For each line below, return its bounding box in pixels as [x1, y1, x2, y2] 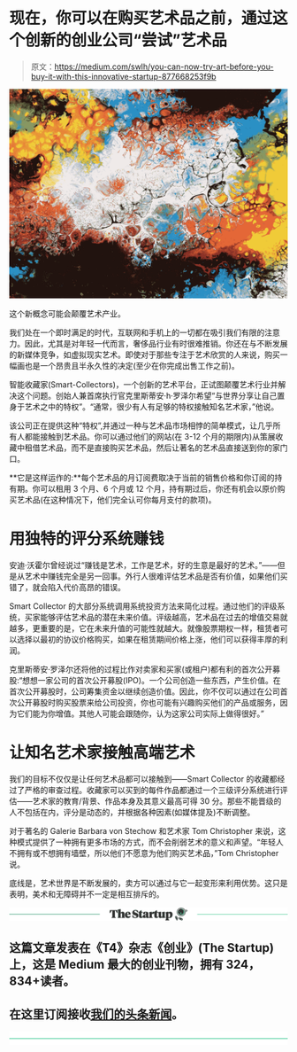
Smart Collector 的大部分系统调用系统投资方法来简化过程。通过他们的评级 [9, 600, 278, 612]
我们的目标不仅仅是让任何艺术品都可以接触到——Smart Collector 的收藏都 [9, 773, 278, 784]
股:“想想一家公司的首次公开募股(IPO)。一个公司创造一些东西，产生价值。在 [9, 674, 281, 685]
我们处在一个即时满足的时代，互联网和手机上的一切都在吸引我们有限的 [9, 327, 265, 338]
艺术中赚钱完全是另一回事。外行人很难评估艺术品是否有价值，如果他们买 [24, 571, 288, 581]
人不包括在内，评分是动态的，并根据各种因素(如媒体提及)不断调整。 [9, 807, 255, 817]
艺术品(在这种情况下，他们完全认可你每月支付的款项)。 [16, 494, 217, 505]
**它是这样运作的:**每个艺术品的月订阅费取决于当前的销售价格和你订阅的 [9, 471, 276, 483]
